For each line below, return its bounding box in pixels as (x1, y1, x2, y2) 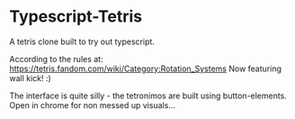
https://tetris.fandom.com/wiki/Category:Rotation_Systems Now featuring (9, 63, 282, 74)
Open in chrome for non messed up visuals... (9, 99, 175, 110)
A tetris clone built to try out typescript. (9, 36, 156, 47)
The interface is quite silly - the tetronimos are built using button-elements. (9, 90, 288, 101)
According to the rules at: (9, 53, 103, 64)
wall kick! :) (9, 72, 51, 83)
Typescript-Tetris (9, 6, 143, 27)
